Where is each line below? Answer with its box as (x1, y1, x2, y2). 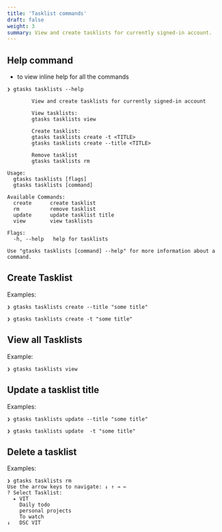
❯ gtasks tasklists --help (7, 86, 84, 93)
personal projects (19, 507, 72, 514)
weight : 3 (7, 23, 36, 29)
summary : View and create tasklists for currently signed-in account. (7, 29, 212, 36)
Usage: (7, 170, 26, 177)
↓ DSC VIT (7, 520, 41, 527)
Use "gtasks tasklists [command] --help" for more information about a (7, 248, 215, 255)
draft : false (7, 16, 44, 23)
